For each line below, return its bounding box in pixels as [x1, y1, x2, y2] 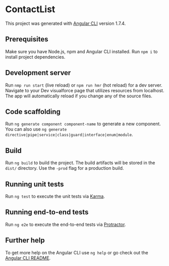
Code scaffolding [5, 107, 61, 116]
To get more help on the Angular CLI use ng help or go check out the [5, 249, 148, 255]
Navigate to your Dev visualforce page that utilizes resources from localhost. [5, 87, 164, 93]
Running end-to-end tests [5, 208, 89, 216]
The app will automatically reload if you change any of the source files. [5, 93, 152, 99]
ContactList [5, 4, 55, 15]
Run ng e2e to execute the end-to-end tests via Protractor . [5, 221, 126, 227]
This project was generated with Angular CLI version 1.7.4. [5, 20, 126, 26]
